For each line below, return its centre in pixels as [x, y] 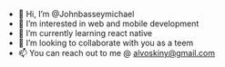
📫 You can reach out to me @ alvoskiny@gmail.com [117, 53]
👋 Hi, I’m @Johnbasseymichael [76, 14]
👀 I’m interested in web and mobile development [108, 24]
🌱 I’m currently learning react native [85, 33]
